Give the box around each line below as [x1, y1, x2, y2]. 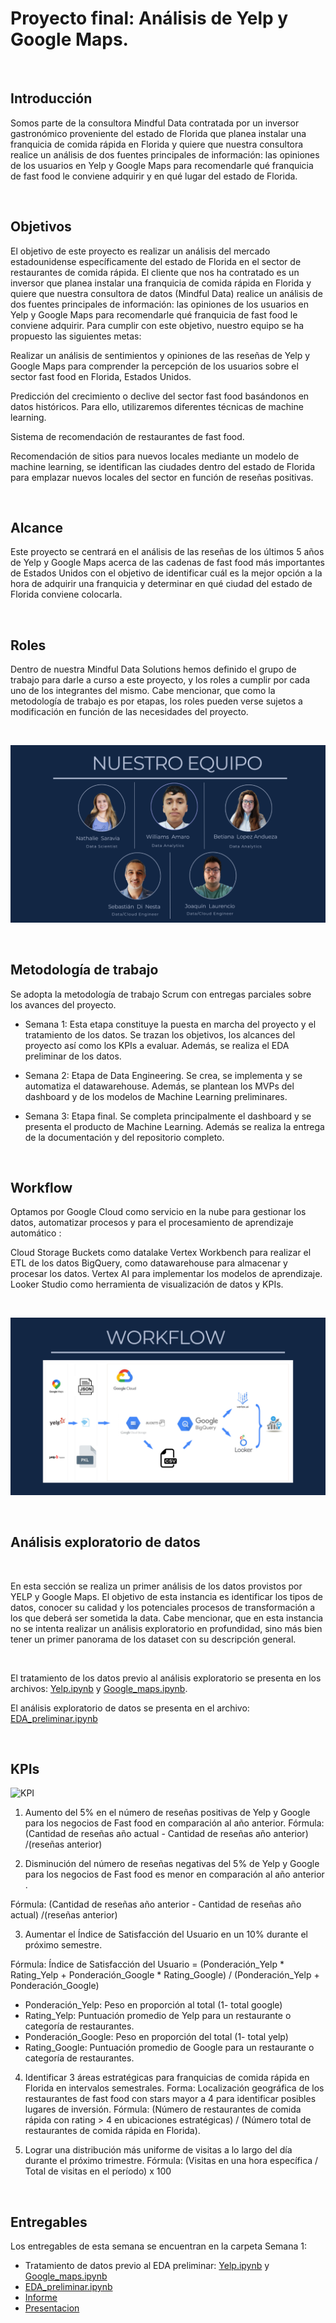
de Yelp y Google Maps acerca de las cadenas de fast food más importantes [10, 557, 325, 569]
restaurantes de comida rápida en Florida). [24, 2125, 201, 2137]
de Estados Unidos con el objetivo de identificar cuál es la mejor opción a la [10, 567, 323, 579]
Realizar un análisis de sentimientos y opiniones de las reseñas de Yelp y [10, 349, 311, 361]
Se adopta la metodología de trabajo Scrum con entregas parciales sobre [10, 988, 312, 1000]
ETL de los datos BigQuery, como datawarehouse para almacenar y [10, 1257, 288, 1269]
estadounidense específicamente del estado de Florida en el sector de [10, 255, 302, 267]
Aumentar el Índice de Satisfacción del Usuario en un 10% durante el [24, 1928, 308, 1941]
